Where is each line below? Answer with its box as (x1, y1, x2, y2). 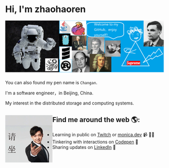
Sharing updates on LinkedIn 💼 (52, 144, 116, 150)
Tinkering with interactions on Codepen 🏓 (52, 139, 138, 145)
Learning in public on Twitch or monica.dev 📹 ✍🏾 (52, 132, 155, 138)
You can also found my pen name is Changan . (5, 80, 98, 86)
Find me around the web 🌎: (52, 115, 140, 124)
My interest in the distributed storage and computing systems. (5, 100, 134, 106)
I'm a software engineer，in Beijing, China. (5, 90, 94, 96)
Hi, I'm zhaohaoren (5, 4, 86, 15)
